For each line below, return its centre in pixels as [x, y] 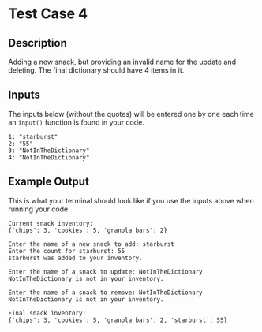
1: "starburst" [33, 136]
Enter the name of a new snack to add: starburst [92, 244]
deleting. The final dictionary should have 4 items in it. [96, 70]
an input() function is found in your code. [76, 122]
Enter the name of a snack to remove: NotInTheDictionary [105, 293]
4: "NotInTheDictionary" [49, 157]
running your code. [39, 209]
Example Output [49, 182]
